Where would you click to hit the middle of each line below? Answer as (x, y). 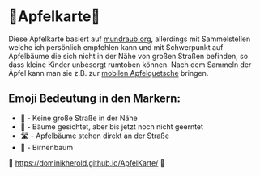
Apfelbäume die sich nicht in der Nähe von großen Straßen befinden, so (128, 56)
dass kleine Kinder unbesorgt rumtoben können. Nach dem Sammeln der (130, 65)
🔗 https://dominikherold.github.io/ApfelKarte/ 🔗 (87, 163)
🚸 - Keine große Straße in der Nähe (79, 118)
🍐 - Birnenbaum (47, 147)
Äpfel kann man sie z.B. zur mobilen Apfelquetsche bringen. (109, 73)
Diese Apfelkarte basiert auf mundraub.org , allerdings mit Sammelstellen (130, 39)
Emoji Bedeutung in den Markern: (94, 99)
